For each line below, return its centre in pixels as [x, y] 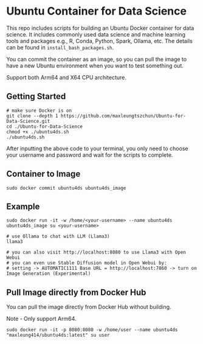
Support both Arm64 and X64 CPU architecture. [66, 77]
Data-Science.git [28, 121]
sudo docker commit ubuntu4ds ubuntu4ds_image [66, 188]
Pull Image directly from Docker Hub [76, 292]
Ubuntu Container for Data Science [97, 11]
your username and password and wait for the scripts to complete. [90, 155]
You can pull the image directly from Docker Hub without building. [89, 307]
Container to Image [43, 174]
